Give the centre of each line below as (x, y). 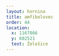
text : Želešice (30, 44)
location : (18, 28)
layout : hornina (26, 11)
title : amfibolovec (30, 17)
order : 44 (18, 22)
